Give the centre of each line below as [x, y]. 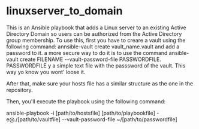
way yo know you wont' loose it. [46, 72]
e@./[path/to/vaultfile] [34, 119]
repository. [19, 90]
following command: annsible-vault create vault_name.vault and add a [93, 47]
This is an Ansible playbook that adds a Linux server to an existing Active [97, 27]
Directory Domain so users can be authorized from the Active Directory [94, 33]
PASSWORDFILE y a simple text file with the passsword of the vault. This [96, 65]
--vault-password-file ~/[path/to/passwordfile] [120, 119]
